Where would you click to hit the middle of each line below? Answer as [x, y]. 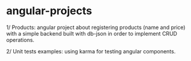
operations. [20, 40]
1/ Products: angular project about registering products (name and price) [96, 27]
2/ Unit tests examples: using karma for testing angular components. [91, 51]
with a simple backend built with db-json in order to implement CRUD [92, 33]
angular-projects [49, 11]
